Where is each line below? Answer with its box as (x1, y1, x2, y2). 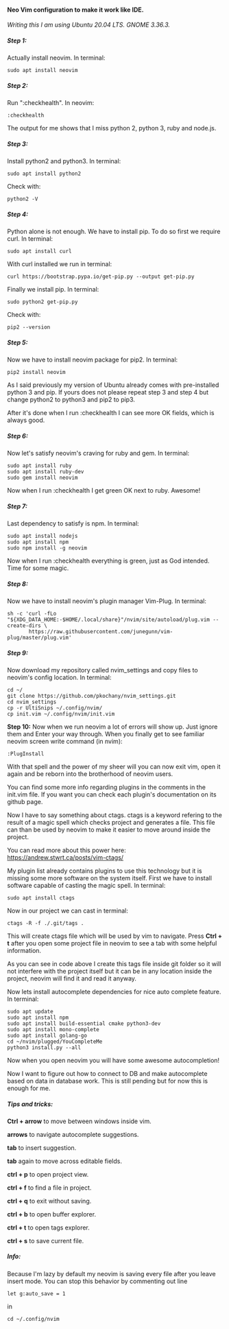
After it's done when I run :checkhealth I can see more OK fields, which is (7, 409, 215, 417)
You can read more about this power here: (7, 846, 126, 854)
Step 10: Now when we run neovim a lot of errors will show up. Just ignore (7, 722, 218, 731)
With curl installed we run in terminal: (7, 260, 112, 268)
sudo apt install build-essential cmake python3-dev (7, 1020, 161, 1027)
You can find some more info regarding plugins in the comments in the (7, 783, 206, 791)
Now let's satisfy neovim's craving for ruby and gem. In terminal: (7, 449, 190, 458)
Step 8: (7, 580, 29, 588)
